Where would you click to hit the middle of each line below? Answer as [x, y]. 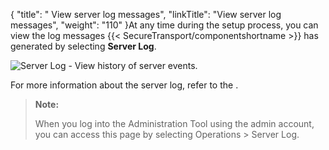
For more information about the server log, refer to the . [124, 85]
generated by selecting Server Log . [83, 46]
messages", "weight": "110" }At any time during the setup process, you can [164, 25]
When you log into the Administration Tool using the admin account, [174, 123]
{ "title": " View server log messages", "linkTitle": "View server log [146, 14]
